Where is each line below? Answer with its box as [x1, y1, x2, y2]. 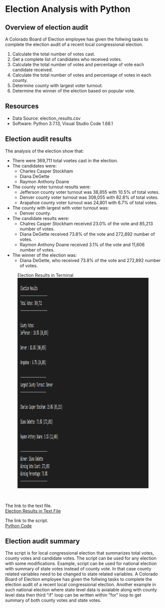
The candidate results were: [12, 215, 70, 221]
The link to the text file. [5, 503, 52, 509]
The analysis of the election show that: [5, 148, 84, 154]
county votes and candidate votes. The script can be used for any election [5, 555, 157, 562]
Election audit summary [5, 537, 80, 546]
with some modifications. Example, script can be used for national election [5, 561, 157, 566]
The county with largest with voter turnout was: [12, 205, 109, 211]
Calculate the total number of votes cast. [12, 51, 95, 57]
